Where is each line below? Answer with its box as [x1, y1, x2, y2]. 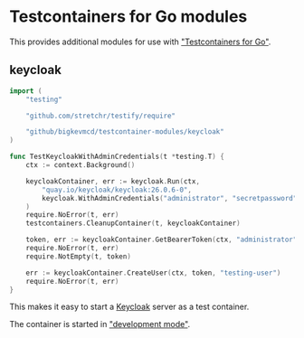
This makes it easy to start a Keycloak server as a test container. [9, 301, 250, 313]
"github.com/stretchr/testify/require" [25, 111, 176, 120]
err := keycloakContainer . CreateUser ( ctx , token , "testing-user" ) [25, 268, 281, 277]
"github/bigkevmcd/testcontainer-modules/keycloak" [25, 127, 224, 136]
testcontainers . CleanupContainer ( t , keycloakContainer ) [25, 219, 242, 228]
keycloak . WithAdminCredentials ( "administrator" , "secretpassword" [42, 193, 298, 202]
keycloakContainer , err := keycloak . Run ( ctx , [25, 176, 201, 186]
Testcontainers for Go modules [9, 6, 248, 27]
